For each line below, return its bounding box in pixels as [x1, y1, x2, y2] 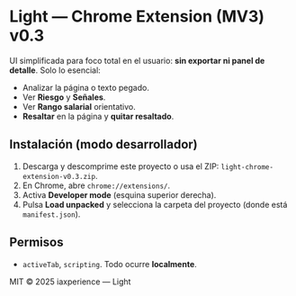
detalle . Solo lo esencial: [9, 65, 101, 76]
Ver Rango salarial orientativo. [22, 101, 137, 112]
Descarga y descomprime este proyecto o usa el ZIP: [22, 160, 220, 172]
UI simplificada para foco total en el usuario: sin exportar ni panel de [9, 55, 265, 66]
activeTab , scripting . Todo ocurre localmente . [22, 258, 198, 269]
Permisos [9, 235, 64, 250]
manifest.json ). [22, 209, 81, 220]
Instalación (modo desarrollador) [9, 137, 198, 152]
